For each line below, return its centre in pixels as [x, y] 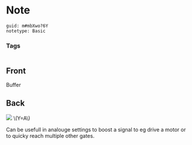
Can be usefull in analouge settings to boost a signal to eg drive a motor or [96, 129]
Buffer [14, 85]
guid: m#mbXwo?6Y [27, 26]
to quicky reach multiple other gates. [50, 136]
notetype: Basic [26, 31]
